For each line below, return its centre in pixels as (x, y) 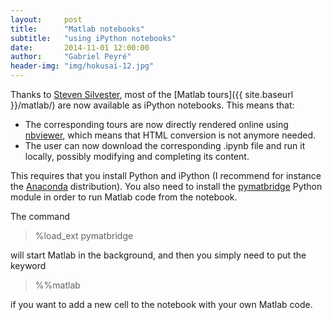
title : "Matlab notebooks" (77, 29)
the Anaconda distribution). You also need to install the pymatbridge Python (166, 186)
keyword (28, 265)
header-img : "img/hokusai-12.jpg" (82, 66)
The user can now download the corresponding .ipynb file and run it (165, 145)
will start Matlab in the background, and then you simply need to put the (158, 255)
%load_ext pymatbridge (84, 235)
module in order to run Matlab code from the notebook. (124, 197)
